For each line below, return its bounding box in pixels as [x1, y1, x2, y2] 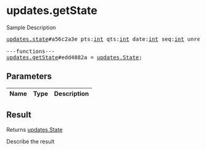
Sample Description [6, 24, 56, 31]
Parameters [6, 71, 52, 82]
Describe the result [6, 138, 55, 145]
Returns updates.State [6, 126, 63, 133]
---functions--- [6, 48, 55, 55]
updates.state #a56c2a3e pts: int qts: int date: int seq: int [6, 35, 185, 43]
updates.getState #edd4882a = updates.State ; [6, 54, 143, 61]
